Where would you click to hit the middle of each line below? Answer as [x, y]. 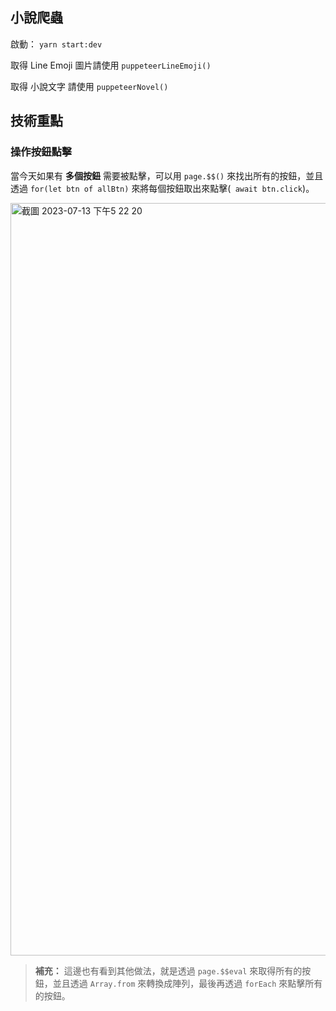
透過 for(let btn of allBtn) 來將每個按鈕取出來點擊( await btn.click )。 [162, 188]
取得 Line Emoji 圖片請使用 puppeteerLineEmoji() [111, 65]
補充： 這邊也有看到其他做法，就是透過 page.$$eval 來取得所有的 [168, 970]
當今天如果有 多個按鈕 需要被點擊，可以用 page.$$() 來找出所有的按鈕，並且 [167, 175]
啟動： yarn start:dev [56, 44]
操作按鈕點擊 [41, 152]
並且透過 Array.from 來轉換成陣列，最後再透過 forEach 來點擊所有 [187, 983]
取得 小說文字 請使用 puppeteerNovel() [89, 86]
